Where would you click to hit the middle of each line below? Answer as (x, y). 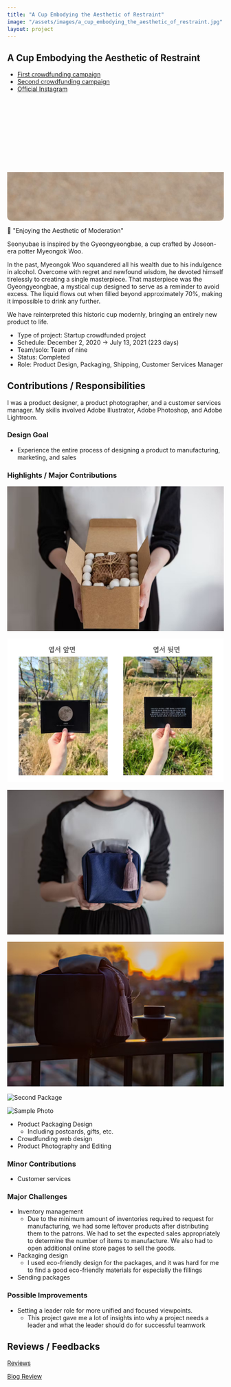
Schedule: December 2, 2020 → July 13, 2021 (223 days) (98, 342)
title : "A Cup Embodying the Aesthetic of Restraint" (86, 14)
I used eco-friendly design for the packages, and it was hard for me (123, 1263)
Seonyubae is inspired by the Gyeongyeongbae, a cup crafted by (99, 244)
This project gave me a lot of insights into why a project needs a (118, 1317)
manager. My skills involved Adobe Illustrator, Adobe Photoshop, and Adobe (115, 410)
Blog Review (25, 1377)
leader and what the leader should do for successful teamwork (116, 1325)
